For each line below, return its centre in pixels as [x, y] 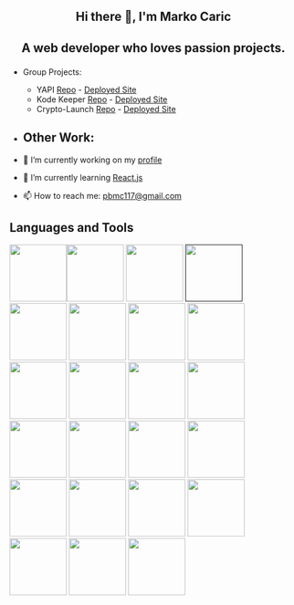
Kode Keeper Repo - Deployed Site [102, 99]
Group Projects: [52, 72]
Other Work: [58, 138]
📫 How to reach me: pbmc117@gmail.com [102, 195]
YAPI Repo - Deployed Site [86, 89]
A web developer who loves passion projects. [153, 48]
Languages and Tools [72, 228]
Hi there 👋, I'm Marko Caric [153, 17]
